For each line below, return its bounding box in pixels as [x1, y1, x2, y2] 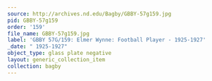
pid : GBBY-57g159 [7, 17, 58, 24]
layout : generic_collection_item [7, 56, 106, 63]
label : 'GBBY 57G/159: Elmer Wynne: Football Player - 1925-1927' [7, 37, 206, 44]
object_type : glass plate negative [7, 50, 112, 57]
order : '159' [7, 23, 46, 30]
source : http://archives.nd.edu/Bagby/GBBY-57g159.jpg [7, 10, 172, 18]
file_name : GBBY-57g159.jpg [7, 30, 90, 37]
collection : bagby [7, 63, 61, 70]
